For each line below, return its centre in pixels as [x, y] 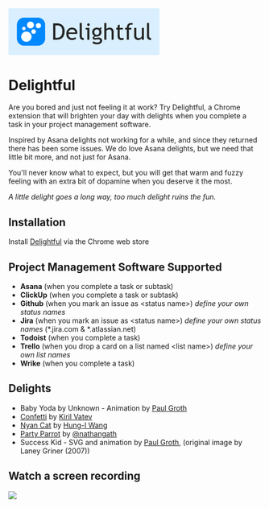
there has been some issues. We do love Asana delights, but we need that [131, 149]
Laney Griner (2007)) [55, 451]
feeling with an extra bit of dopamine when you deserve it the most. [120, 181]
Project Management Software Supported [116, 267]
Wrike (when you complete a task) [77, 363]
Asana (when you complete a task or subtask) [97, 287]
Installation [37, 222]
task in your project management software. [80, 125]
